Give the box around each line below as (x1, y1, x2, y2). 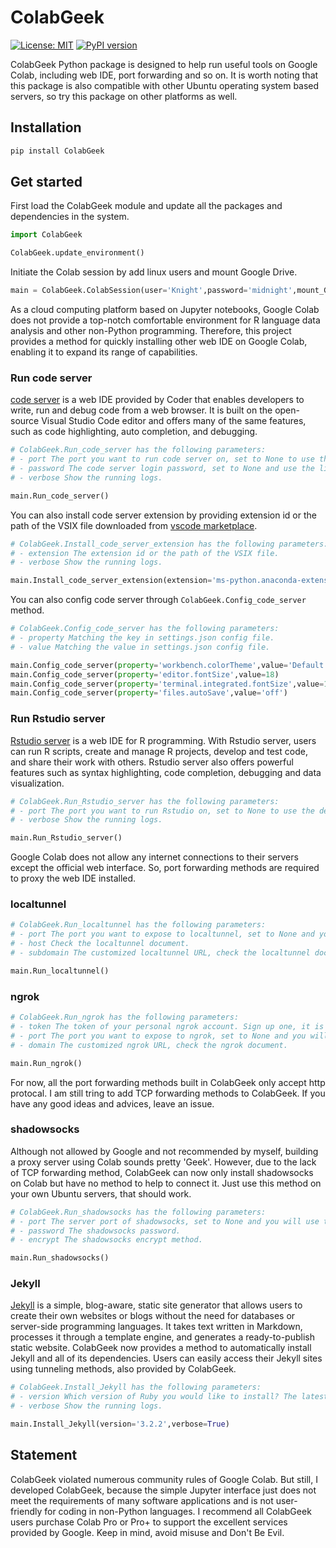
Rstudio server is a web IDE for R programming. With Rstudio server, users (10, 734, 317, 746)
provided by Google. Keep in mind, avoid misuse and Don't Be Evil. (10, 1526, 285, 1538)
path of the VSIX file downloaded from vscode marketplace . (10, 519, 258, 531)
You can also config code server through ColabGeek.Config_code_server (10, 594, 307, 606)
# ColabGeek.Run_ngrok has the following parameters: (10, 1012, 240, 1023)
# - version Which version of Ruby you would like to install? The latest (10, 1392, 329, 1402)
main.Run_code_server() (10, 491, 110, 501)
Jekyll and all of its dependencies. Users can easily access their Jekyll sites (10, 1352, 323, 1365)
